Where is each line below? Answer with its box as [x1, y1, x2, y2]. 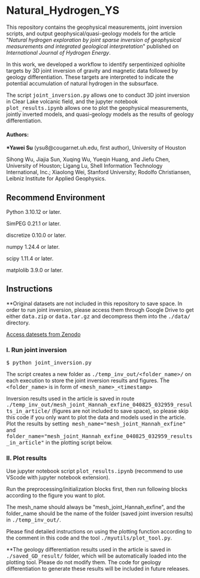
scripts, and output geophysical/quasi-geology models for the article [6, 29, 176, 37]
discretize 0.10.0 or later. [6, 231, 66, 239]
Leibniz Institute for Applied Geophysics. [6, 175, 107, 182]
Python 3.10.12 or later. [6, 208, 62, 215]
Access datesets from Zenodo [6, 330, 81, 338]
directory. [6, 319, 30, 326]
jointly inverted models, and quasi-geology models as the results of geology [6, 111, 194, 118]
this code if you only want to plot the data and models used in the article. [6, 414, 186, 421]
